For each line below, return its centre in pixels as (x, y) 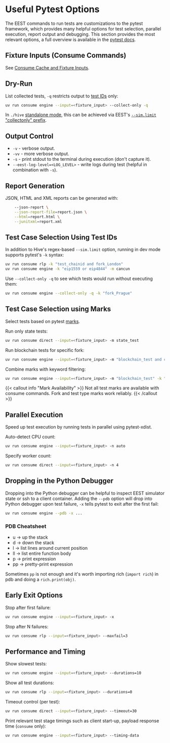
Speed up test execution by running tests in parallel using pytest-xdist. (79, 427)
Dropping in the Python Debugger (59, 481)
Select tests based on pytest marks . (42, 321)
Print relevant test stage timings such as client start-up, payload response (82, 721)
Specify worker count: (28, 456)
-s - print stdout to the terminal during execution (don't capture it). (82, 159)
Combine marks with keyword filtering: (46, 369)
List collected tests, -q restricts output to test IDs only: (62, 96)
